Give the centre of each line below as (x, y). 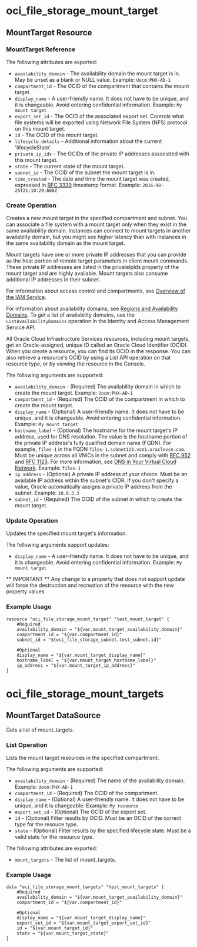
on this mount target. (40, 128)
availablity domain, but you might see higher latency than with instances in (96, 237)
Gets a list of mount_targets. (40, 730)
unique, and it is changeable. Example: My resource (77, 806)
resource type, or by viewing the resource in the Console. (76, 364)
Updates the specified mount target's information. (67, 533)
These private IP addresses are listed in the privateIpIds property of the (93, 267)
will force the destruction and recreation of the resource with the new (90, 585)
